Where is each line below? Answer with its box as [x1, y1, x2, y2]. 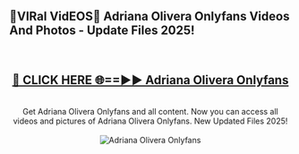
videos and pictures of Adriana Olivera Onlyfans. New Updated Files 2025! [13, 115, 288, 126]
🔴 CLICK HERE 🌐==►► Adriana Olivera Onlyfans [12, 73, 289, 88]
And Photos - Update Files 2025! [9, 23, 195, 38]
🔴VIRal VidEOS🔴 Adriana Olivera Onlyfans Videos [9, 9, 290, 24]
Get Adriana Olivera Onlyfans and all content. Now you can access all [21, 106, 279, 116]
